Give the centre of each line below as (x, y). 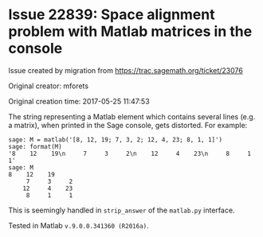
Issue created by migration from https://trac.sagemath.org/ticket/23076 (126, 70)
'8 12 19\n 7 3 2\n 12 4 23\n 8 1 (130, 153)
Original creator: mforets (49, 86)
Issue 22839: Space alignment (112, 15)
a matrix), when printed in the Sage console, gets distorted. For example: (128, 125)
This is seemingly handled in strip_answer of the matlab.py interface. (122, 210)
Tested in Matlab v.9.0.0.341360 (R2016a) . (79, 225)
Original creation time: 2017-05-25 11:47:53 (79, 101)
